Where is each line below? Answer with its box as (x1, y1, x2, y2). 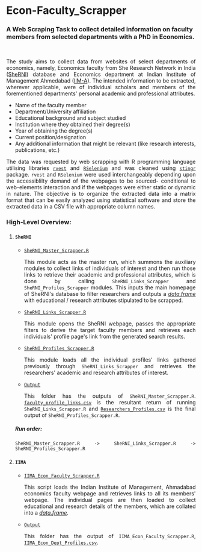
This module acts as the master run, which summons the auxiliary (23, 258, 196, 265)
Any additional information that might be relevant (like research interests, (14, 140, 196, 148)
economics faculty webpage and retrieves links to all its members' (23, 489, 196, 497)
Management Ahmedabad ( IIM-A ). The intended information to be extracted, (6, 77, 196, 84)
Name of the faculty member (14, 102, 87, 109)
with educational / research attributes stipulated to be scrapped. (23, 296, 183, 304)
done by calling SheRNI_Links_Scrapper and (23, 277, 196, 284)
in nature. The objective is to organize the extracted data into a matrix (6, 190, 196, 198)
